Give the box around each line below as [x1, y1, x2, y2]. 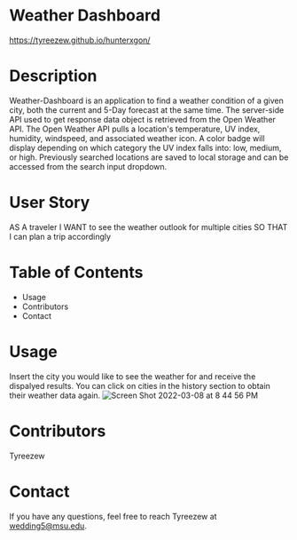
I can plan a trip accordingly [9, 231, 112, 242]
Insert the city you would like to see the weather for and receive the [9, 370, 256, 382]
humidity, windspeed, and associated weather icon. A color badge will [9, 132, 265, 143]
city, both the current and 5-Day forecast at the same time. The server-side [9, 104, 285, 115]
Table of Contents [9, 263, 144, 282]
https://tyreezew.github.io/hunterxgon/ [9, 35, 151, 45]
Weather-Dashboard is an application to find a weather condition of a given [9, 95, 284, 106]
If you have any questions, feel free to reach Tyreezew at [9, 511, 217, 521]
